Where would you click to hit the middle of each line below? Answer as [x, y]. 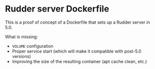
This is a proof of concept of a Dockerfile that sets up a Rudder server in [78, 22]
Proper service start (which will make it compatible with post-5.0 [77, 51]
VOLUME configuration [33, 46]
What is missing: [21, 37]
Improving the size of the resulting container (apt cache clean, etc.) [79, 61]
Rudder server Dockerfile [57, 9]
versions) [21, 56]
